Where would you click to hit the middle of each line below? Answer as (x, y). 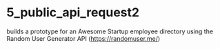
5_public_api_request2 (73, 13)
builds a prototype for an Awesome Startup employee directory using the (110, 31)
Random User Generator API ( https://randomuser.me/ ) (83, 38)
